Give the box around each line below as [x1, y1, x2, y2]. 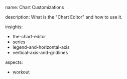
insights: [5, 24, 23, 30]
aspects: [5, 59, 23, 65]
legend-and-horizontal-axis [12, 44, 70, 50]
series [12, 39, 26, 45]
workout [12, 69, 30, 75]
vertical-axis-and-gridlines [12, 50, 68, 55]
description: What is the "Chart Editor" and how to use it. [5, 14, 123, 20]
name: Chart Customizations [5, 5, 64, 10]
